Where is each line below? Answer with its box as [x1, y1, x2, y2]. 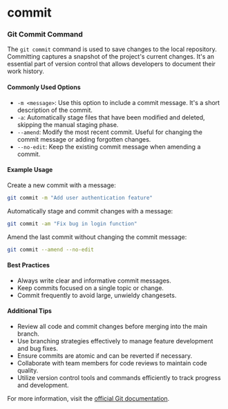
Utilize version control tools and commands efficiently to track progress [17, 373, 221, 381]
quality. [17, 366, 39, 374]
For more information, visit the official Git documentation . [7, 394, 170, 402]
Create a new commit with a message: [7, 181, 116, 189]
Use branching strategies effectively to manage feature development [17, 336, 213, 345]
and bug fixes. [17, 344, 59, 352]
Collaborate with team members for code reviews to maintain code [17, 359, 207, 367]
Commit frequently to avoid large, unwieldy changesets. [17, 291, 177, 299]
